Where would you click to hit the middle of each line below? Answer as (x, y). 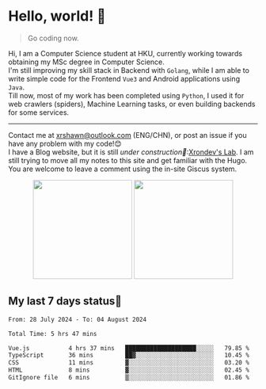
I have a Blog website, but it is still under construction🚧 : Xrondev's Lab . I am (131, 152)
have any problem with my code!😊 (65, 143)
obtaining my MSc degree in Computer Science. (86, 62)
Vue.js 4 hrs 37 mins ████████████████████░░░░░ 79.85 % (129, 348)
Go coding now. (53, 38)
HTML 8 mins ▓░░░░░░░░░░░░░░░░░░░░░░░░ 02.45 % (129, 370)
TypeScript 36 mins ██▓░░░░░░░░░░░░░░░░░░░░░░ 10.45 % (129, 356)
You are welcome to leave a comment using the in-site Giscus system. (123, 169)
